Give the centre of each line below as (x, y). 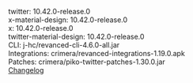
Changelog (26, 70)
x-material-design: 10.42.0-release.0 (68, 20)
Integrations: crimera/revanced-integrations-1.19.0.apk (97, 53)
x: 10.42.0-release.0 (41, 28)
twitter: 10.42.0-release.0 (49, 11)
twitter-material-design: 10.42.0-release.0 (76, 36)
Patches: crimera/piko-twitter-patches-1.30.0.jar (87, 62)
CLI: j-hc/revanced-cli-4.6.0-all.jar (64, 45)
